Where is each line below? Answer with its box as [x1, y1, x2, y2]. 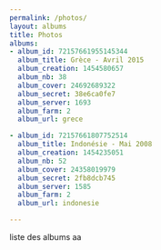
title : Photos [9, 30, 64, 39]
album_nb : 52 [17, 156, 67, 165]
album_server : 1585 [17, 182, 92, 191]
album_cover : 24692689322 [17, 81, 116, 90]
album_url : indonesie [17, 199, 100, 208]
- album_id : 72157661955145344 [9, 47, 128, 56]
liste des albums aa [9, 232, 82, 242]
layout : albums [9, 22, 67, 31]
